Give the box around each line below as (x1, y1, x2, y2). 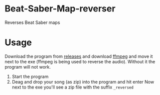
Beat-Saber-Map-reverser (4, 3, 116, 14)
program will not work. (4, 64, 51, 70)
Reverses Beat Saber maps (4, 19, 60, 25)
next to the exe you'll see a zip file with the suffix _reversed (11, 84, 134, 90)
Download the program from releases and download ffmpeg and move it (4, 53, 153, 59)
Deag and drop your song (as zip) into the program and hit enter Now (11, 79, 155, 85)
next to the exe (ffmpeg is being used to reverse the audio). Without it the (4, 58, 156, 65)
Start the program (11, 73, 49, 80)
